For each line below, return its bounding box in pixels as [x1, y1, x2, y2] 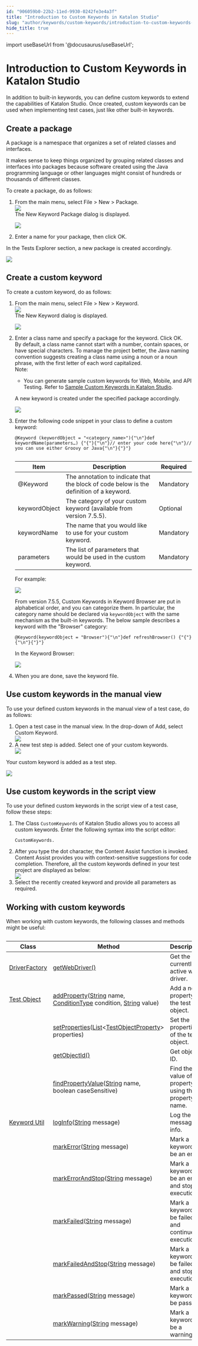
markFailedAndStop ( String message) [52, 1260, 156, 1268]
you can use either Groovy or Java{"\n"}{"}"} [14, 445, 131, 451]
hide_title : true [6, 25, 49, 31]
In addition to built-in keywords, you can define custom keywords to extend [6, 94, 190, 101]
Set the [170, 1016, 190, 1024]
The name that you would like [65, 521, 147, 529]
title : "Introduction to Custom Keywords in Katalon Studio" [6, 14, 160, 20]
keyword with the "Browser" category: [14, 623, 108, 630]
